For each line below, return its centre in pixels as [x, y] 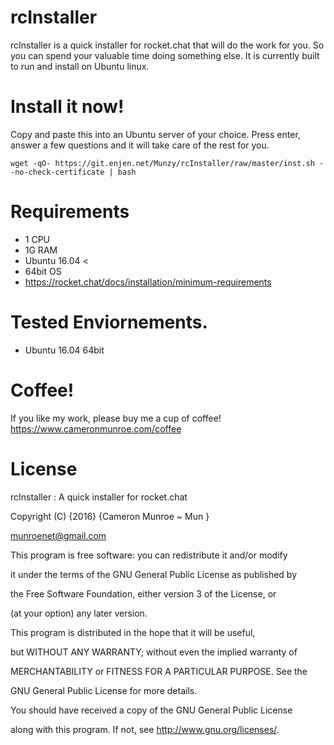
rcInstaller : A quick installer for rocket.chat [99, 497]
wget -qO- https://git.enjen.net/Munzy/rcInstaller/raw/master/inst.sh [162, 163]
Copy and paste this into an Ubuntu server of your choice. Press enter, [155, 134]
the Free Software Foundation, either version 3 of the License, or [143, 593]
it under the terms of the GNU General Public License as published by [154, 574]
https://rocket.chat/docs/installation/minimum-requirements [148, 282]
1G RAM [41, 250]
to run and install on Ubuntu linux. [80, 66]
